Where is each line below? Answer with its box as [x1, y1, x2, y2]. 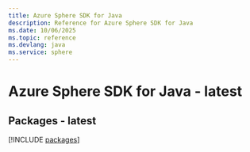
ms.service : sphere [8, 48, 73, 56]
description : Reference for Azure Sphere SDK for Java [8, 19, 194, 27]
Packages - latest [8, 114, 97, 127]
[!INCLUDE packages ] [8, 135, 80, 144]
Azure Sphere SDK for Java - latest [8, 82, 243, 101]
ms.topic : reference [8, 33, 77, 42]
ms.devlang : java [8, 41, 66, 49]
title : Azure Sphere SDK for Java [8, 11, 123, 20]
